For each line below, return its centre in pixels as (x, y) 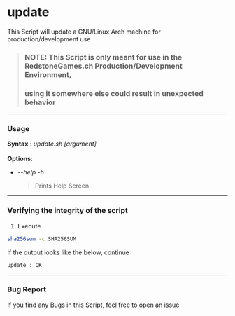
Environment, (48, 74)
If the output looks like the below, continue (68, 252)
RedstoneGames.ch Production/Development (104, 66)
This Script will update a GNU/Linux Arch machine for (84, 32)
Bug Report (27, 289)
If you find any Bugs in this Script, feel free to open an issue (93, 305)
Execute (29, 226)
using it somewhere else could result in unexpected (114, 93)
